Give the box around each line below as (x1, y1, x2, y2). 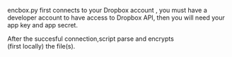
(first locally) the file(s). (7, 42, 76, 50)
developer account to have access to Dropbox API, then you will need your (7, 13, 225, 22)
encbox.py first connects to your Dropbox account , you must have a (7, 6, 207, 14)
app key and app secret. (7, 21, 78, 29)
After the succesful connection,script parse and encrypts (7, 34, 175, 43)
